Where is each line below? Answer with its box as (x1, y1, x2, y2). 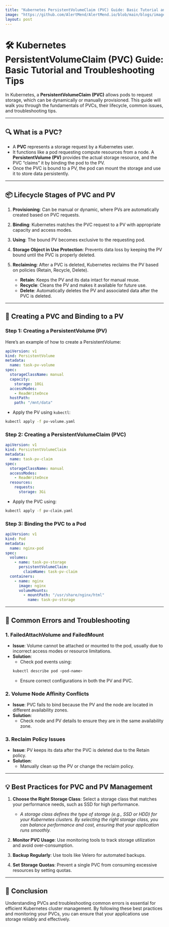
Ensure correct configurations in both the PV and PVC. (20, 677, 133, 684)
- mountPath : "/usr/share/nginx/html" (23, 592, 105, 598)
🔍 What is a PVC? (5, 128, 62, 136)
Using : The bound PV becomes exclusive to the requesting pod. (12, 237, 146, 243)
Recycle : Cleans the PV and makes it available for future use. (20, 282, 147, 288)
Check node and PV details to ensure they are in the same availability (20, 718, 163, 724)
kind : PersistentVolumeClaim (5, 447, 66, 452)
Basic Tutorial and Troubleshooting (5, 64, 155, 76)
